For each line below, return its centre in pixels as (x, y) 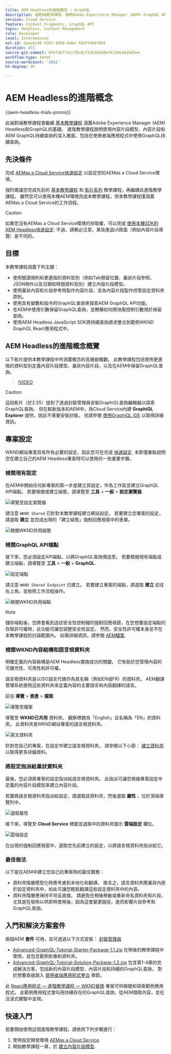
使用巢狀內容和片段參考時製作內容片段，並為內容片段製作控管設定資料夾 (88, 290)
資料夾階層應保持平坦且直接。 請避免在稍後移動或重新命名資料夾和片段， (89, 895)
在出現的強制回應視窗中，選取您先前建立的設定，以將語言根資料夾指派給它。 (85, 845)
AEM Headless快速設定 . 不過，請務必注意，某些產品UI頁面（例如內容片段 (82, 229)
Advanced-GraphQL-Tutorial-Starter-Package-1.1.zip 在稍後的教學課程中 (88, 950)
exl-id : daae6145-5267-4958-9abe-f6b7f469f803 (55, 43)
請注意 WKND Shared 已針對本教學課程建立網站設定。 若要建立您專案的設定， (84, 513)
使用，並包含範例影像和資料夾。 (46, 956)
